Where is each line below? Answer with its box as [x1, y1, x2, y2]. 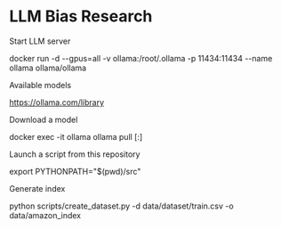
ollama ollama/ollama [9, 62, 87, 73]
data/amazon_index [9, 209, 82, 220]
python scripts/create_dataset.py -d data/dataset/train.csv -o [9, 200, 234, 211]
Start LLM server [9, 36, 71, 46]
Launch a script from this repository [9, 149, 140, 159]
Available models [9, 79, 72, 90]
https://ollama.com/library [9, 96, 105, 108]
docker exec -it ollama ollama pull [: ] [9, 131, 143, 142]
